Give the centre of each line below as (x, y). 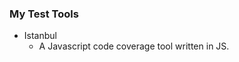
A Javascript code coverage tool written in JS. (134, 46)
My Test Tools (44, 14)
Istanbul (40, 36)
